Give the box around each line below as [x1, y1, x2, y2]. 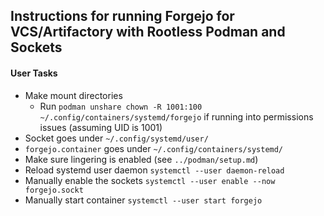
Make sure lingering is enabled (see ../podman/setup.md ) [24, 153, 259, 165]
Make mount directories [24, 89, 123, 101]
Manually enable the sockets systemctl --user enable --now [24, 174, 276, 186]
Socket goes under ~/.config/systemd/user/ [24, 132, 209, 144]
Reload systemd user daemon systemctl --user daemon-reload [24, 164, 285, 176]
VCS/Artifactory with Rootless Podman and [10, 24, 286, 41]
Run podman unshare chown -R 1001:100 [39, 100, 203, 112]
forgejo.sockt [24, 185, 84, 195]
